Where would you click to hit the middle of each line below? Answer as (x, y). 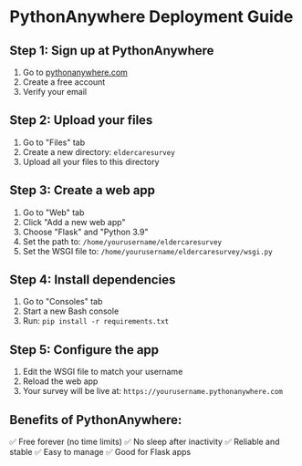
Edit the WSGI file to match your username (103, 372)
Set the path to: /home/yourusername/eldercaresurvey (122, 241)
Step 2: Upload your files (81, 120)
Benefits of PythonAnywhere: (96, 420)
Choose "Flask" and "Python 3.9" (85, 232)
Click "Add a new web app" (74, 222)
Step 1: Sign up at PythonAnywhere (112, 51)
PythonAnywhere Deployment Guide (151, 17)
